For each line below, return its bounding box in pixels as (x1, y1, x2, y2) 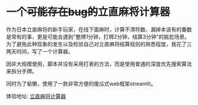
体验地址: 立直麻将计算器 (6, 92, 66, 100)
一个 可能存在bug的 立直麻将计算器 (6, 5, 170, 19)
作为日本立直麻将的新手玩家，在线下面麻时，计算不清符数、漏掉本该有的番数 (6, 26, 192, 33)
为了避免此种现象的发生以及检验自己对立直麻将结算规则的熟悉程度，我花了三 (6, 40, 192, 48)
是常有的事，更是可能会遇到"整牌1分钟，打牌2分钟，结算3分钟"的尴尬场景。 (6, 33, 190, 40)
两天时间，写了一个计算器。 (6, 48, 74, 55)
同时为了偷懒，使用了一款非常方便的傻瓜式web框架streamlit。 (6, 80, 156, 87)
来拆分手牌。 (6, 67, 37, 74)
